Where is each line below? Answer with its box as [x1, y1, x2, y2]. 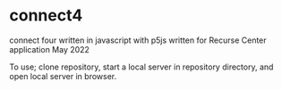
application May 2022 [9, 44, 90, 54]
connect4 [9, 5, 83, 26]
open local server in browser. [9, 70, 117, 81]
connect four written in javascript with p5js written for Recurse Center [9, 35, 267, 45]
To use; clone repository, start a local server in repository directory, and [9, 61, 274, 72]
